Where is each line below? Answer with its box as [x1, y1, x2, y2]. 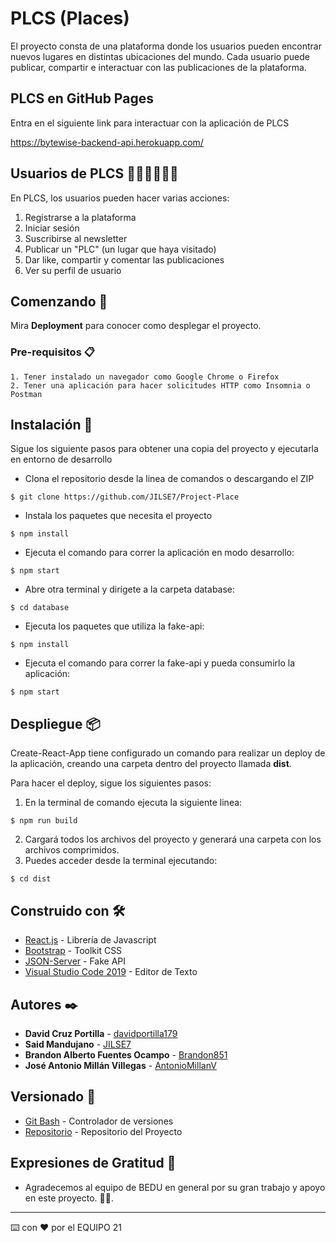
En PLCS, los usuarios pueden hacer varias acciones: [10, 192, 230, 204]
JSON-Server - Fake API [24, 955, 127, 967]
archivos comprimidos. [24, 844, 120, 856]
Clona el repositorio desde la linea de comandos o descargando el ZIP [24, 473, 315, 485]
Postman [10, 389, 43, 399]
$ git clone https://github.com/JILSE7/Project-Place [10, 492, 240, 502]
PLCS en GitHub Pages [10, 90, 154, 107]
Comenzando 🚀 [10, 293, 108, 310]
